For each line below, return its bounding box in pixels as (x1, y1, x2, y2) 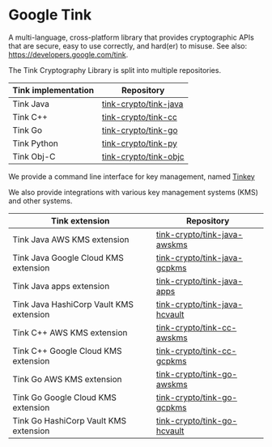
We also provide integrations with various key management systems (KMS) (8, 187, 259, 197)
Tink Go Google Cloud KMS (12, 391, 117, 402)
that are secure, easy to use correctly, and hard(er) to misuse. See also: (8, 40, 248, 50)
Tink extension (51, 215, 110, 226)
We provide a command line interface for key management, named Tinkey (8, 172, 255, 181)
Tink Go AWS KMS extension (12, 373, 123, 385)
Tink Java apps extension (12, 280, 110, 292)
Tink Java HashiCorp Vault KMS (12, 298, 134, 309)
